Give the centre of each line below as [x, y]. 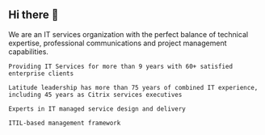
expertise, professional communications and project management [118, 43]
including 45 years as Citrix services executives [95, 95]
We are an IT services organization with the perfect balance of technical [128, 34]
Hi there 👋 [34, 15]
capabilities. [28, 51]
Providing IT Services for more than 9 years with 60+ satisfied [120, 66]
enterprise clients [41, 74]
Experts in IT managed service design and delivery [97, 109]
